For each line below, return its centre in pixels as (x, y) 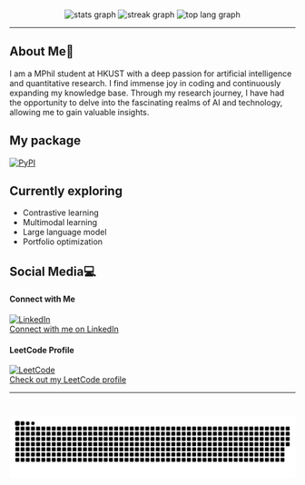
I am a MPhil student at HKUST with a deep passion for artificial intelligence (151, 74)
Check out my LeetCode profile (68, 380)
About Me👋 (42, 51)
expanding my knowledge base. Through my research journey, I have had (147, 93)
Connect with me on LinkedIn (64, 329)
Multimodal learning (60, 223)
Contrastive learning (61, 213)
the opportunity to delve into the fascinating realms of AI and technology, (146, 102)
